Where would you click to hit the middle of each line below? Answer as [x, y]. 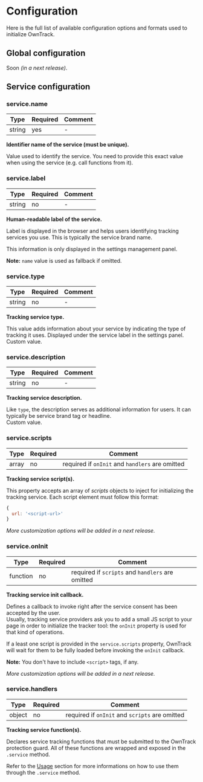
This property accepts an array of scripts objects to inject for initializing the [100, 490]
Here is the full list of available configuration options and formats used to [97, 28]
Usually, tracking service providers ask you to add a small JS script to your [99, 619]
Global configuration [46, 53]
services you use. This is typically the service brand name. [79, 237]
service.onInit [27, 546]
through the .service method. [43, 772]
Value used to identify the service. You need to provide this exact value [95, 156]
